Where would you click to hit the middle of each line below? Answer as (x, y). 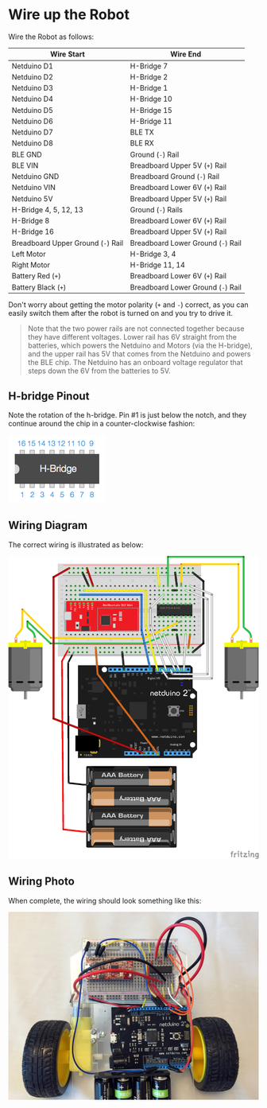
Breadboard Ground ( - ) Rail (175, 177)
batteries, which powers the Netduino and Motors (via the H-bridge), (140, 346)
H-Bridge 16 (33, 231)
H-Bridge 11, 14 (157, 265)
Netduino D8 (33, 143)
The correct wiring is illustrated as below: (76, 544)
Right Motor (31, 265)
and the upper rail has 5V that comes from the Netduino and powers (139, 354)
